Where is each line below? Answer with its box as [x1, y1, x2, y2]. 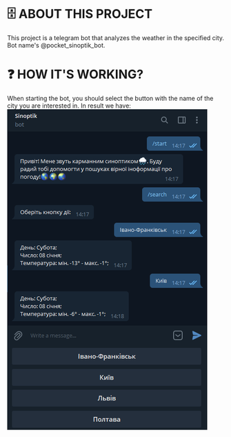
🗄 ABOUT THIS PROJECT [7, 6, 153, 22]
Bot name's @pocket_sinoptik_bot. [7, 41, 106, 49]
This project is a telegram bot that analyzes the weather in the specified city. [7, 33, 225, 42]
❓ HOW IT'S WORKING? [7, 67, 143, 82]
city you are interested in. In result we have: [7, 101, 131, 110]
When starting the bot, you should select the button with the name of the [7, 94, 214, 102]
